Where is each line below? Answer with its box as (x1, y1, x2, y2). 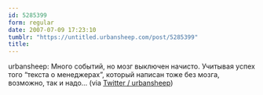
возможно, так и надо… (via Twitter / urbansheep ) (8, 79, 174, 88)
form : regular (8, 19, 55, 26)
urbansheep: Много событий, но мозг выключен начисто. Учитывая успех (8, 62, 255, 71)
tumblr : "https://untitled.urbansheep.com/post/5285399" (8, 33, 199, 41)
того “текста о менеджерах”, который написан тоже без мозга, (8, 70, 220, 79)
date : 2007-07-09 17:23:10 (8, 26, 97, 33)
